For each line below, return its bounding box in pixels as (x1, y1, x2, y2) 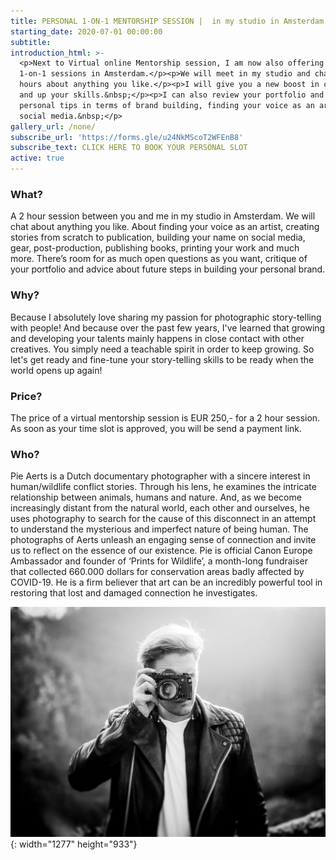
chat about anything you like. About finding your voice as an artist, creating (10, 221, 320, 233)
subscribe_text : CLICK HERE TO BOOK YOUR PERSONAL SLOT (10, 143, 248, 153)
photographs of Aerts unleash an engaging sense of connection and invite (10, 534, 317, 546)
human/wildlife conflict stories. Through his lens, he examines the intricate (10, 481, 317, 493)
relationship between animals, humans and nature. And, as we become (10, 491, 302, 504)
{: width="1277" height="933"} (10, 838, 138, 850)
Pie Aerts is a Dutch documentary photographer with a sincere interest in (10, 470, 311, 482)
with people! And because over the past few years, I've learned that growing (10, 321, 326, 334)
